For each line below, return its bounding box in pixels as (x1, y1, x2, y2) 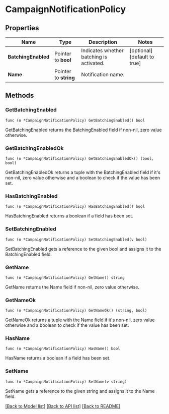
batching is (81, 53, 107, 60)
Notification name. (81, 71, 125, 78)
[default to (129, 53, 154, 60)
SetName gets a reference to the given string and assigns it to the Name (5, 388, 155, 394)
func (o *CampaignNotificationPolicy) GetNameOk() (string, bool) (5, 308, 147, 313)
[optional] (129, 47, 153, 54)
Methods (5, 91, 34, 100)
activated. (81, 60, 105, 67)
